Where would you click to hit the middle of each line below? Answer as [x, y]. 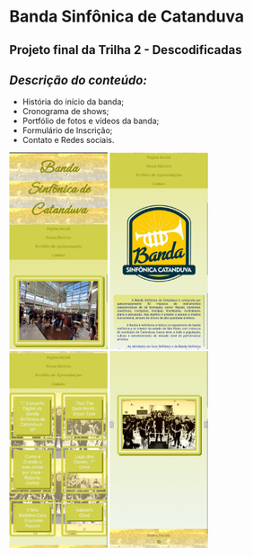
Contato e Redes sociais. [68, 140]
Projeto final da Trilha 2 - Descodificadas [126, 50]
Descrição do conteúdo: [79, 80]
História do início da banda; [73, 102]
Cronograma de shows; [65, 112]
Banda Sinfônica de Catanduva [127, 17]
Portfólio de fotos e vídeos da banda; [91, 121]
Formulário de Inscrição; [67, 130]
